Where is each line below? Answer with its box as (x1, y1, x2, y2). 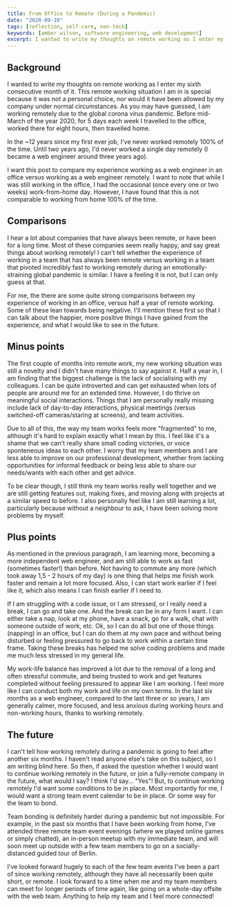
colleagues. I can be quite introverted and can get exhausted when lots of (7, 381, 217, 389)
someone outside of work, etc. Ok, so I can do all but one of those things (7, 622, 214, 631)
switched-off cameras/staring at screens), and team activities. (7, 410, 184, 419)
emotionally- (171, 263, 208, 271)
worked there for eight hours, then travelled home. (7, 124, 151, 132)
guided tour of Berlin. (37, 849, 98, 858)
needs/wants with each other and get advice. (7, 468, 136, 477)
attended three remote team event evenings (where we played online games (7, 827, 224, 836)
